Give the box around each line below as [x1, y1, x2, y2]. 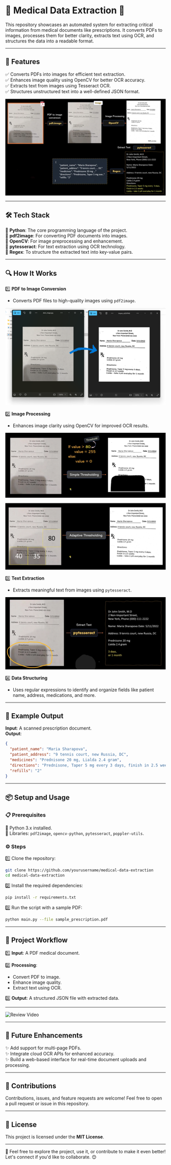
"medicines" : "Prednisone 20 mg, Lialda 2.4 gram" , [10, 757, 122, 763]
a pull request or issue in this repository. [5, 1101, 90, 1107]
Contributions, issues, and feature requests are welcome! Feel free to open [5, 1095, 162, 1102]
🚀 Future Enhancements [5, 1031, 83, 1040]
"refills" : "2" [10, 768, 42, 773]
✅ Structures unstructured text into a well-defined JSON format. [5, 88, 140, 94]
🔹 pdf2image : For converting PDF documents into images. [5, 232, 128, 238]
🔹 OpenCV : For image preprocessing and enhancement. [5, 238, 123, 244]
